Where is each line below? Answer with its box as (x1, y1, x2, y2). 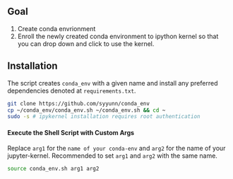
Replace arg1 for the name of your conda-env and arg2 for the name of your (7, 144, 226, 153)
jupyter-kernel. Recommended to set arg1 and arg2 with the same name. (7, 151, 217, 160)
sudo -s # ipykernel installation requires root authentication (7, 113, 201, 120)
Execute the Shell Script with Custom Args (7, 128, 135, 137)
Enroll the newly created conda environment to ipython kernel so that (17, 32, 219, 40)
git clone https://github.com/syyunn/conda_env (7, 100, 150, 107)
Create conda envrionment (17, 24, 96, 33)
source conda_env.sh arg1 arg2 (7, 166, 100, 173)
